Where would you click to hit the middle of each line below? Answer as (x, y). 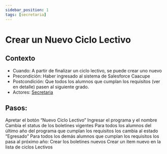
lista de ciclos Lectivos (29, 147)
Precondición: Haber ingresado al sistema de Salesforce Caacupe (81, 76)
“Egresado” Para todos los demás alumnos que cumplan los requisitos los (82, 136)
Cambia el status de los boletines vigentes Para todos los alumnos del (78, 126)
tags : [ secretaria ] (26, 15)
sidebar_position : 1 (27, 10)
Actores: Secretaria (33, 92)
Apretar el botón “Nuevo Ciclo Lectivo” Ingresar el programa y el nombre (81, 120)
